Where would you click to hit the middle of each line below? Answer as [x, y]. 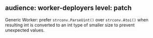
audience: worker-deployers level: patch [68, 8]
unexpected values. [25, 30]
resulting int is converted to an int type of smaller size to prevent [70, 25]
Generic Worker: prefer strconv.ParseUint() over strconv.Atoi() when [77, 19]
